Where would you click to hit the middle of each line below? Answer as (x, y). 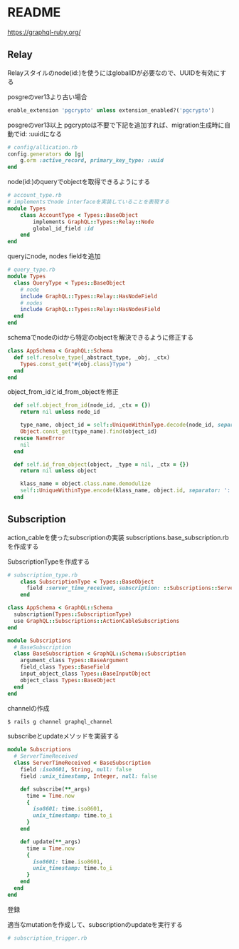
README (34, 12)
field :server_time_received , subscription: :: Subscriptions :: (122, 588)
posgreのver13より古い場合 (47, 96)
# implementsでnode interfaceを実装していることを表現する (89, 202)
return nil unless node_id (60, 412)
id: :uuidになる (41, 133)
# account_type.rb (34, 196)
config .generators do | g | (46, 154)
